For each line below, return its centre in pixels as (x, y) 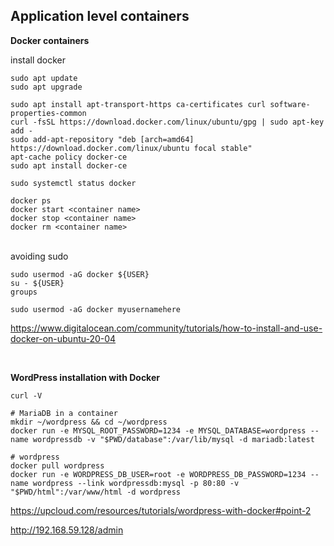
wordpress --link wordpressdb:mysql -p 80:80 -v (136, 483)
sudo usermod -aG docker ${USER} (80, 274)
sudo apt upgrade (46, 87)
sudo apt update (44, 78)
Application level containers (100, 16)
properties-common (48, 113)
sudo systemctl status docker (73, 183)
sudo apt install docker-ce (69, 165)
